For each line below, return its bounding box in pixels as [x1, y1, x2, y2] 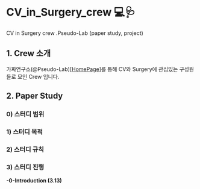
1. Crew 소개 [6, 48, 51, 58]
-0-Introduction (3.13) [6, 177, 62, 184]
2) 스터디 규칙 [6, 145, 44, 153]
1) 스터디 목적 [6, 128, 43, 136]
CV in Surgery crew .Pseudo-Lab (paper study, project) [6, 29, 143, 37]
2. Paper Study [6, 91, 63, 101]
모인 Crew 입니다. [17, 73, 60, 80]
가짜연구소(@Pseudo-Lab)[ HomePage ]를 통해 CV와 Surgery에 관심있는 [6, 65, 178, 73]
